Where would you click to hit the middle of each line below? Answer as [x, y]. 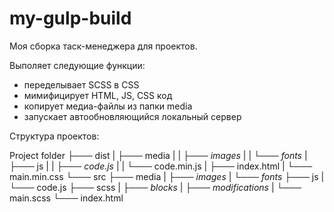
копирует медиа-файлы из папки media [108, 106]
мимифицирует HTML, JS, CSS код [98, 95]
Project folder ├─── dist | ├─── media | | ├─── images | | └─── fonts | [158, 155]
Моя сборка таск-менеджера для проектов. [103, 46]
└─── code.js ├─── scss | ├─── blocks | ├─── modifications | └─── [155, 187]
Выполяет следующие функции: [77, 65]
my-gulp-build [70, 18]
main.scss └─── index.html [66, 198]
